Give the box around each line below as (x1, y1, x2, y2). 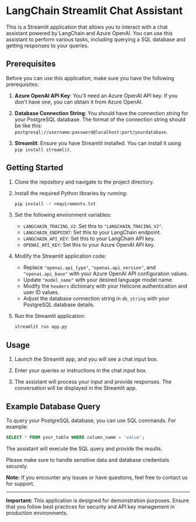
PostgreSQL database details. (23, 301, 95, 308)
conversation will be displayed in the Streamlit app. (14, 385, 137, 392)
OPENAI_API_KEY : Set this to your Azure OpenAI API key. (23, 241, 156, 248)
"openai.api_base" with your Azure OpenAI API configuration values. (23, 270, 188, 277)
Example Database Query (6, 402, 101, 412)
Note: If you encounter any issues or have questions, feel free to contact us (6, 473, 188, 480)
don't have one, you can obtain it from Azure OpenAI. (14, 98, 143, 105)
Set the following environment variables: (14, 212, 112, 219)
